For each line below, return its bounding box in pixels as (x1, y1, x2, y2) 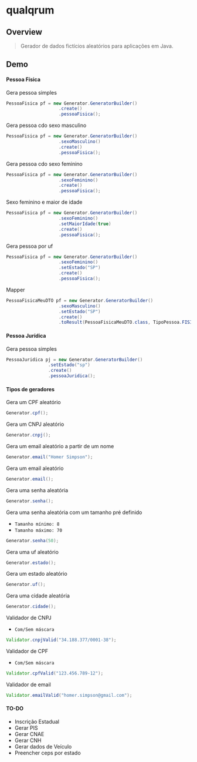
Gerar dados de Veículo (14, 743, 72, 750)
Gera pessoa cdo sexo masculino (6, 122, 87, 129)
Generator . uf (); (6, 582, 46, 588)
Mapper (6, 286, 25, 293)
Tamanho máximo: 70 (14, 527, 63, 533)
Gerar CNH (14, 737, 42, 744)
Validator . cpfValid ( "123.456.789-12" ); (6, 670, 104, 676)
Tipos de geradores (6, 385, 55, 392)
